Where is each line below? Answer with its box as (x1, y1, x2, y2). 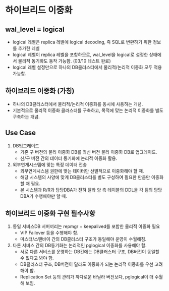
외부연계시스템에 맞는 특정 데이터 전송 (12, 161, 87, 167)
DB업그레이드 (12, 142, 39, 149)
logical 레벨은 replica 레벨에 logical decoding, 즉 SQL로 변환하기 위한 (12, 39, 152, 45)
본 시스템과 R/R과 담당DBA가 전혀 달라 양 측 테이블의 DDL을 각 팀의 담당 (20, 187, 162, 193)
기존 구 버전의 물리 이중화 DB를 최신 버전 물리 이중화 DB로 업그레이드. (20, 149, 157, 155)
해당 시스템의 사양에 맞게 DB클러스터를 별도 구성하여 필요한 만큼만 (20, 174, 150, 180)
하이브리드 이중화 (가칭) (5, 87, 75, 95)
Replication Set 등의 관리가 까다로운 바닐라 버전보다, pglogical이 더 (20, 274, 154, 280)
